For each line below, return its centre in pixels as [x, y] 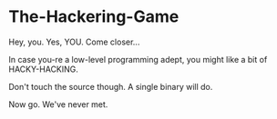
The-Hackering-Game [94, 17]
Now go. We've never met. [58, 104]
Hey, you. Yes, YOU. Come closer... [74, 42]
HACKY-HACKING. [44, 69]
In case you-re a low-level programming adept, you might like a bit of [138, 59]
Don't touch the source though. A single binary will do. [111, 86]
